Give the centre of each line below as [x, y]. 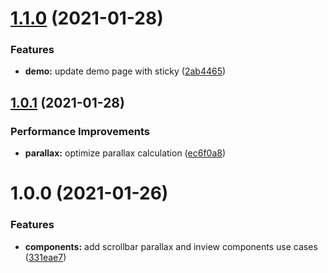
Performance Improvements [80, 131]
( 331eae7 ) [45, 257]
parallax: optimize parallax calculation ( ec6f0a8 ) [125, 153]
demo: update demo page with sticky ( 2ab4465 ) [125, 71]
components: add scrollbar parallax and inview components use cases [171, 246]
